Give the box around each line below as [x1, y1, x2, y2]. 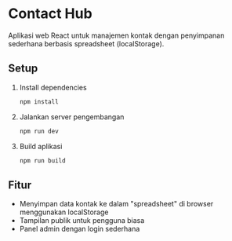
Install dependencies [19, 82, 88, 92]
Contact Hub [8, 5, 92, 23]
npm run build [19, 156, 66, 165]
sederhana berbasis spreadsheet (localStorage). [8, 38, 165, 48]
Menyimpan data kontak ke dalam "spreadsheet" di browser [19, 199, 214, 209]
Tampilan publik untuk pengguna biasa [19, 216, 145, 225]
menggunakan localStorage [19, 207, 109, 217]
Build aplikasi [19, 141, 63, 151]
